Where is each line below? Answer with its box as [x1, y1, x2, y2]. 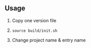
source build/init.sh [12, 28, 57, 33]
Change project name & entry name [12, 37, 86, 43]
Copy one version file [12, 17, 56, 23]
